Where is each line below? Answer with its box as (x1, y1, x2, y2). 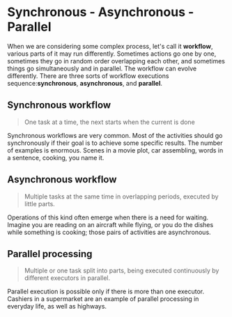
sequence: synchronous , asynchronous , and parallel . (7, 79, 162, 87)
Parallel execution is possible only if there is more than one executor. (7, 287, 204, 296)
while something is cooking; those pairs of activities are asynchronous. (7, 228, 211, 236)
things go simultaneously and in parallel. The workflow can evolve (7, 64, 197, 72)
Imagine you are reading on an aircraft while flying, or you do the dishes (7, 220, 214, 229)
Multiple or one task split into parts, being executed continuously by (24, 266, 219, 275)
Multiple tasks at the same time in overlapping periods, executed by (24, 192, 219, 201)
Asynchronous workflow (7, 173, 117, 185)
